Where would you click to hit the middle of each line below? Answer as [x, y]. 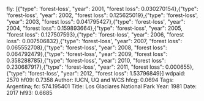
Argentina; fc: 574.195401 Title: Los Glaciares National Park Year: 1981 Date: [102, 86]
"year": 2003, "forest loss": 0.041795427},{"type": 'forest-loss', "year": [96, 22]
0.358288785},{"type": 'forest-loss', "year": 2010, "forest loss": [86, 61]
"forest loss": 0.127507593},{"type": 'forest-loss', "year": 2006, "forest [95, 35]
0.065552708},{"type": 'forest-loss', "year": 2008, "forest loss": [87, 47]
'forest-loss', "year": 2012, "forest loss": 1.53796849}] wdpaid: [107, 73]
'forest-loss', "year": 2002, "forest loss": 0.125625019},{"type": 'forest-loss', [102, 15]
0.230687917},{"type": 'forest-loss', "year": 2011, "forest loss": [85, 67]
